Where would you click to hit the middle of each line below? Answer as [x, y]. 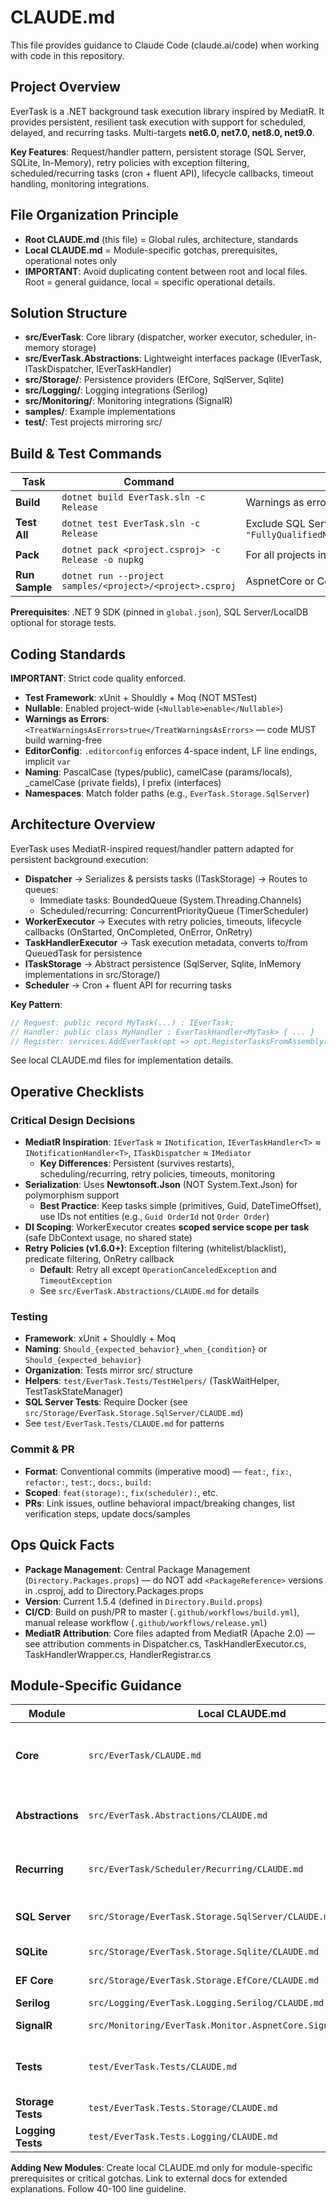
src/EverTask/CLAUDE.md [145, 1755]
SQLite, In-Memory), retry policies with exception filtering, [130, 162]
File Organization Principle [94, 215]
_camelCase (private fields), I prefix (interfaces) [123, 782]
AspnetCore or [280, 581]
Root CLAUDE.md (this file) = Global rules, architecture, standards [161, 239]
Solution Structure [69, 312]
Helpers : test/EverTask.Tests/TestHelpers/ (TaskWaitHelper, [152, 1381]
